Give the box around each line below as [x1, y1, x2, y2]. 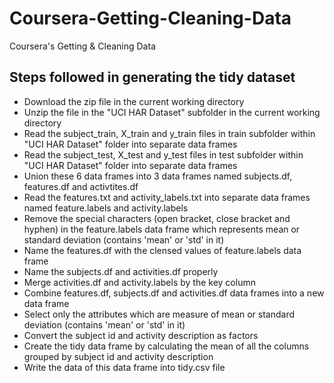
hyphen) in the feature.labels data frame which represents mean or [23, 223, 301, 235]
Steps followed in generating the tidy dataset [9, 69, 296, 86]
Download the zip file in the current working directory [23, 95, 245, 107]
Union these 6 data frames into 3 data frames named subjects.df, [23, 170, 293, 182]
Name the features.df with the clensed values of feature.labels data [23, 244, 302, 256]
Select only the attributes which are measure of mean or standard [23, 308, 296, 320]
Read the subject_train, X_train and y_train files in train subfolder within [23, 127, 316, 139]
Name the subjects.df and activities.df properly [23, 265, 219, 277]
